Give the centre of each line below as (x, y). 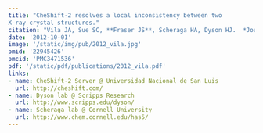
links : (19, 74)
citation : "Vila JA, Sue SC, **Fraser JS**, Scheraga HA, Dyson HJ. (122, 30)
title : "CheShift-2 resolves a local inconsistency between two (115, 15)
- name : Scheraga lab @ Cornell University (80, 110)
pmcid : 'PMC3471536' (42, 59)
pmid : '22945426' (36, 52)
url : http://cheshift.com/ (59, 88)
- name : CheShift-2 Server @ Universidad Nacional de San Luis (113, 81)
